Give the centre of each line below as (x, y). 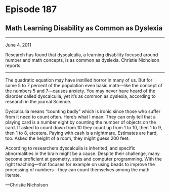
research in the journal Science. (38, 102)
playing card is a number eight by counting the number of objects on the (81, 122)
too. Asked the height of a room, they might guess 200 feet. (68, 138)
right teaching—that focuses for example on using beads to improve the (80, 164)
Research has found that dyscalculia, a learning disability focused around (82, 55)
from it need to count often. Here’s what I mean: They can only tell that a (80, 117)
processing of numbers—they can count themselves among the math (77, 170)
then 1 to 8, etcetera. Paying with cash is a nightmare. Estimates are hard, (81, 133)
